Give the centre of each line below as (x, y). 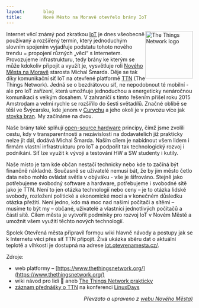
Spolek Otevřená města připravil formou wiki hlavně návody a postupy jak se (99, 233)
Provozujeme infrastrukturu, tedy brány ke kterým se (70, 59)
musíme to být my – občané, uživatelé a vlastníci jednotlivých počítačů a (94, 208)
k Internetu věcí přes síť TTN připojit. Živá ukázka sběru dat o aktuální (91, 239)
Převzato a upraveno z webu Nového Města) (138, 299)
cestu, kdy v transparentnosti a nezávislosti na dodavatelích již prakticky (94, 134)
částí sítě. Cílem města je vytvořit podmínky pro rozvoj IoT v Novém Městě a (99, 215)
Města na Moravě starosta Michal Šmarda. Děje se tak (72, 72)
